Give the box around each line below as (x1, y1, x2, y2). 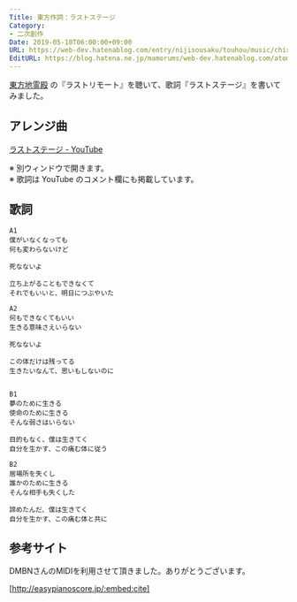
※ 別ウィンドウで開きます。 (9, 163, 109, 173)
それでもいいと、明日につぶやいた (9, 288, 115, 297)
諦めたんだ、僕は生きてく (9, 505, 88, 514)
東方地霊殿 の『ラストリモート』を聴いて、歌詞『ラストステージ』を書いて (9, 80, 281, 89)
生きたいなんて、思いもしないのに (9, 366, 115, 376)
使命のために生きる (9, 408, 69, 417)
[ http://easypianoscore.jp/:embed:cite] (9, 583, 150, 594)
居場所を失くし (9, 469, 56, 478)
